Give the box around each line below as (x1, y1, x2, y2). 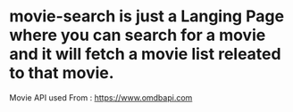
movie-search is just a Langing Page (9, 6, 284, 27)
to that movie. (9, 63, 114, 84)
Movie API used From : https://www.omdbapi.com (9, 92, 193, 103)
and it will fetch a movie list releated (9, 44, 281, 64)
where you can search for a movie (9, 25, 266, 45)
